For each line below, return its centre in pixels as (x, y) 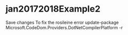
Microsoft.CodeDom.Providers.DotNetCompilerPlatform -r (64, 27)
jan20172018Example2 (53, 9)
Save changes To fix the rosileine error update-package (62, 22)
